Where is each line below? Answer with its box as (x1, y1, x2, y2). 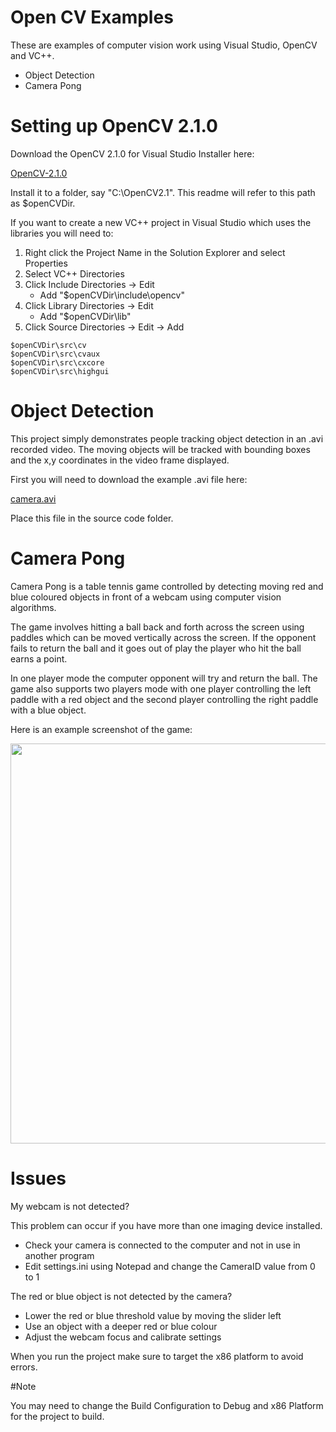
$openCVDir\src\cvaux (10, 349, 101, 359)
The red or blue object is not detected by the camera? (10, 1290, 233, 1302)
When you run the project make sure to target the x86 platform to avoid (10, 1350, 304, 1362)
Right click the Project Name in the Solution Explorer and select (24, 246, 286, 258)
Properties (24, 257, 68, 269)
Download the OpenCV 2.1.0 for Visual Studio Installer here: (10, 147, 255, 160)
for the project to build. (10, 1410, 105, 1422)
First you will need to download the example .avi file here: (10, 473, 248, 485)
